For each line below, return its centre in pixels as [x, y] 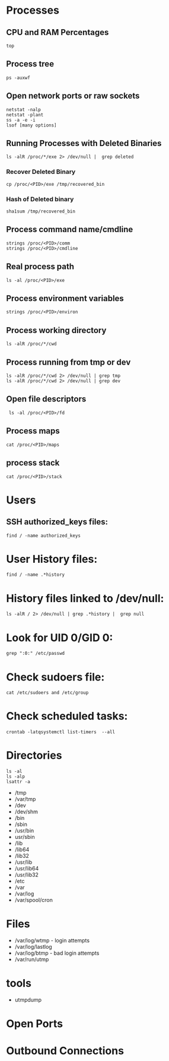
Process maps [33, 431]
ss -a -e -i [21, 120]
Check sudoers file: [55, 677]
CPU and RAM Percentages [58, 32]
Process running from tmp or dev [68, 362]
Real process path [40, 267]
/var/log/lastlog [33, 947]
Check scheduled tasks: [67, 716]
